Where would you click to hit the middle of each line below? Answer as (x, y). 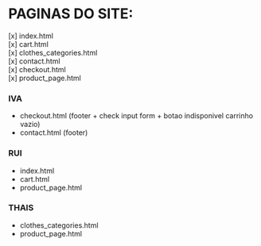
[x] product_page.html (45, 78)
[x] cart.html (29, 44)
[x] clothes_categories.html (53, 52)
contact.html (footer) (54, 133)
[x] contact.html (35, 61)
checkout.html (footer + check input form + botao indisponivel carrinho (136, 116)
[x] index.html (31, 36)
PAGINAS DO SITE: (71, 14)
